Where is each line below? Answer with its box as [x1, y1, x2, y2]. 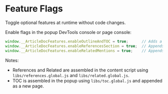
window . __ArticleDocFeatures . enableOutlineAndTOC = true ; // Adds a [5, 38, 162, 44]
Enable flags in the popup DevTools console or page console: [5, 29, 131, 35]
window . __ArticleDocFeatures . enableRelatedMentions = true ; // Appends [5, 48, 164, 53]
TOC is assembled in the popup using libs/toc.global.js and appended [12, 77, 162, 83]
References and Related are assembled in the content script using [12, 67, 148, 73]
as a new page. [12, 83, 44, 89]
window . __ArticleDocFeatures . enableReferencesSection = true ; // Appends [5, 43, 164, 48]
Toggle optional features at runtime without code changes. [5, 19, 126, 25]
